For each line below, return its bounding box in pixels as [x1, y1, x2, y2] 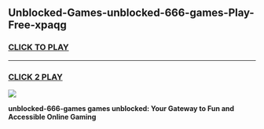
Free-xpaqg [8, 19, 67, 32]
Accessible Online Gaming [8, 112, 97, 121]
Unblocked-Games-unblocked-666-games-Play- [8, 6, 255, 20]
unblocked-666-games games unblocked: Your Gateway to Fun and [8, 103, 234, 113]
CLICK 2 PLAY [8, 71, 63, 82]
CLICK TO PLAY [8, 42, 69, 53]
